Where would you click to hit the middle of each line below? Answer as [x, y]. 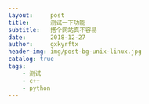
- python [36, 88]
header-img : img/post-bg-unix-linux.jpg [75, 52]
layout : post [36, 15]
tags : [17, 66]
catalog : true [31, 59]
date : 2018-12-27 [47, 37]
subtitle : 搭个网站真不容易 [53, 30]
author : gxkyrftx [44, 45]
